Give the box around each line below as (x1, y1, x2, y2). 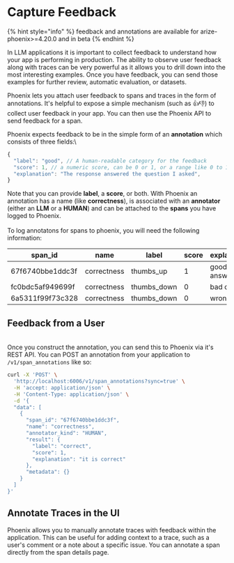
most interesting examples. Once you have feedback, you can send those (7, 70, 218, 79)
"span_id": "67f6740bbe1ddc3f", (25, 417, 120, 424)
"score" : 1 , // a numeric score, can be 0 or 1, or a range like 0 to (13, 164, 223, 171)
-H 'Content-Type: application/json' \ (13, 391, 130, 398)
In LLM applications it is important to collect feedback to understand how (7, 48, 217, 56)
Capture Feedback (7, 4, 116, 20)
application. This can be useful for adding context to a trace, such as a (7, 533, 210, 541)
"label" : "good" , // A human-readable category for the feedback (13, 157, 208, 164)
